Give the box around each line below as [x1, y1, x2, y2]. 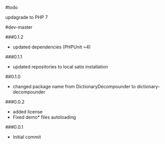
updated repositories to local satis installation [12, 64, 108, 69]
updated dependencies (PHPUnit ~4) [12, 44, 91, 50]
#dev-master [5, 24, 33, 30]
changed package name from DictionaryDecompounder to [12, 84, 136, 89]
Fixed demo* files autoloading [12, 114, 76, 120]
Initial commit [12, 134, 41, 140]
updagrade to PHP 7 [5, 14, 48, 20]
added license [12, 109, 43, 114]
